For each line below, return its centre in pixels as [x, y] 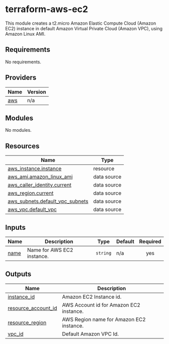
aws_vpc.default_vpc [32, 210]
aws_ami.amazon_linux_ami [40, 177]
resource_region [27, 322]
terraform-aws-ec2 [47, 9]
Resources [22, 146]
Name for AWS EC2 [50, 250]
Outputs [18, 274]
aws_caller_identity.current [40, 185]
